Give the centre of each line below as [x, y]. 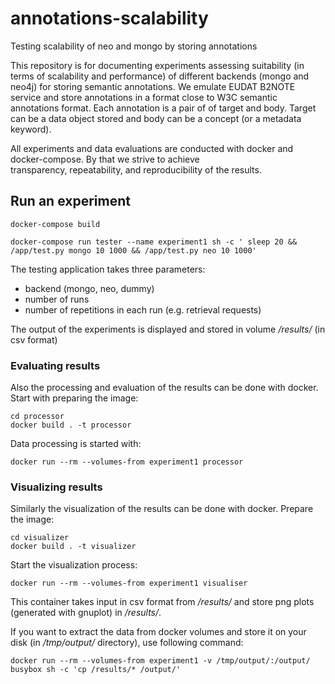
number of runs [57, 299]
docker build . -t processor [71, 425]
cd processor [37, 417]
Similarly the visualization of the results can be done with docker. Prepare [162, 509]
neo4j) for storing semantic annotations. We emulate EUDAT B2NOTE [153, 86]
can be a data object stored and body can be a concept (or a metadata [156, 118]
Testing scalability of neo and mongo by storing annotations [134, 46]
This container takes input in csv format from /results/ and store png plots [162, 602]
